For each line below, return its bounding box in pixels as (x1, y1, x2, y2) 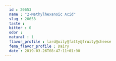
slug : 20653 (9, 16, 36, 21)
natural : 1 (9, 35, 34, 40)
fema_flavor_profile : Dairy (9, 44, 69, 49)
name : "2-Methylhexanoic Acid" (9, 12, 76, 17)
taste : (9, 21, 25, 26)
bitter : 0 (9, 26, 32, 30)
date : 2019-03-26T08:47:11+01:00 (9, 48, 80, 53)
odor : (9, 30, 23, 35)
